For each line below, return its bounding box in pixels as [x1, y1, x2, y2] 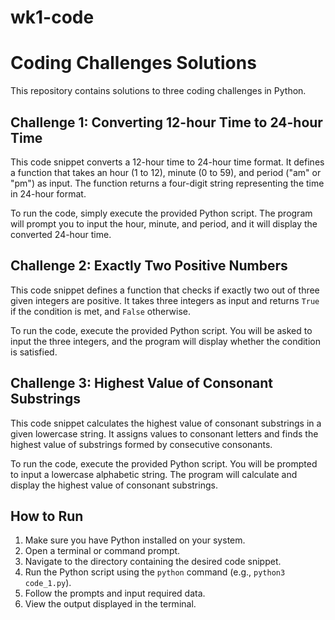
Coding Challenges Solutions [10, 52, 257, 75]
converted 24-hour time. [10, 228, 112, 240]
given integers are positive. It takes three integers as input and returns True [10, 294, 320, 306]
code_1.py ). [24, 577, 72, 589]
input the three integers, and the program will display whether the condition [10, 335, 322, 347]
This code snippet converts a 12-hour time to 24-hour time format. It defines [10, 156, 325, 168]
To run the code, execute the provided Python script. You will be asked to [10, 324, 313, 336]
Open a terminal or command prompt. [24, 545, 181, 557]
